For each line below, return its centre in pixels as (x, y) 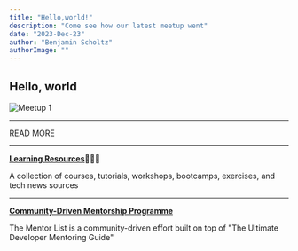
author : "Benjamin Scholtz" (61, 42)
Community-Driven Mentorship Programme (91, 210)
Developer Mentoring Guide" (62, 237)
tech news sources (44, 185)
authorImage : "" (39, 51)
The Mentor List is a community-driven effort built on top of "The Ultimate (144, 228)
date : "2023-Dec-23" (47, 34)
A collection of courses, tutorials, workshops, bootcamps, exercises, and (142, 176)
